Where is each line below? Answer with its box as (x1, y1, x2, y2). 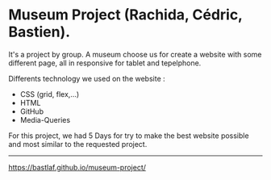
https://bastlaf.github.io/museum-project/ (8, 162, 147, 172)
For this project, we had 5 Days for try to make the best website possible (8, 131, 249, 140)
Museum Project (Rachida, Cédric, (8, 6, 243, 24)
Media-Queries (19, 115, 71, 124)
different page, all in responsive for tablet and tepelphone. (8, 58, 202, 68)
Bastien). (8, 23, 71, 41)
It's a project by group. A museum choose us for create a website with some (8, 49, 262, 59)
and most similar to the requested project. (8, 139, 148, 149)
